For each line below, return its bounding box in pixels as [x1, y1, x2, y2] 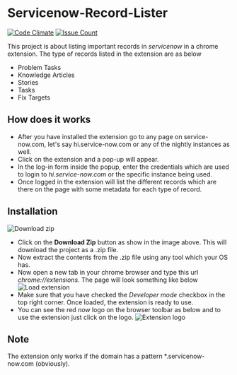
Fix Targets [17, 93, 51, 102]
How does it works [7, 114, 91, 126]
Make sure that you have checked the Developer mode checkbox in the [17, 290, 226, 299]
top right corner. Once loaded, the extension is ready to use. [17, 298, 194, 306]
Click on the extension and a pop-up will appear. [17, 155, 159, 163]
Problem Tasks [17, 63, 62, 71]
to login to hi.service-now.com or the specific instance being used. [17, 169, 213, 178]
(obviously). [35, 359, 70, 368]
